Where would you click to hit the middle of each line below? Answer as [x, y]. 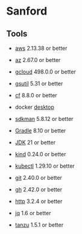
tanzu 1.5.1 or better [39, 225]
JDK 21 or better [35, 142]
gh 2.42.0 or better [39, 189]
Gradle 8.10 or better [40, 131]
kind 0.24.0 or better [40, 154]
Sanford [27, 11]
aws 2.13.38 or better [41, 48]
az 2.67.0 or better [38, 60]
